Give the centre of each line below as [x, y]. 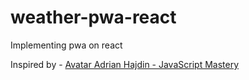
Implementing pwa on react [66, 45]
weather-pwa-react [93, 17]
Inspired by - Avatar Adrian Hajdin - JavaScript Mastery [125, 64]
